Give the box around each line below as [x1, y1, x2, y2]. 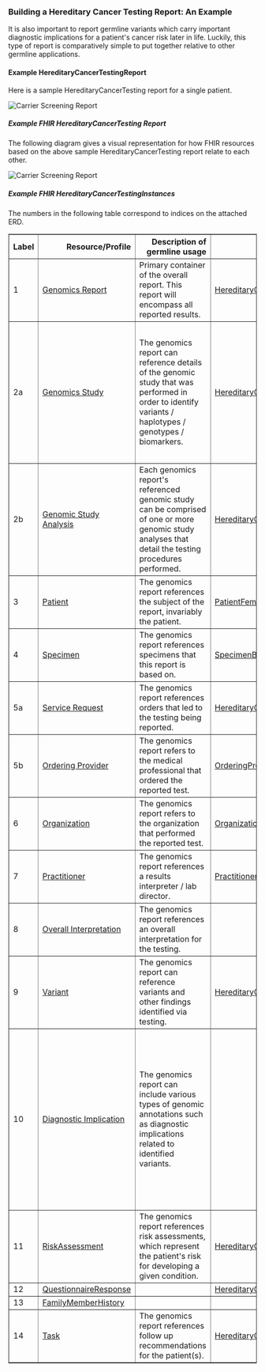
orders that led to [139, 703, 203, 714]
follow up [139, 1330, 174, 1341]
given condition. [139, 1271, 199, 1282]
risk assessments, [139, 1231, 207, 1242]
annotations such [139, 1109, 203, 1120]
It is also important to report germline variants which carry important [8, 25, 231, 34]
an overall [139, 924, 176, 935]
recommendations [139, 1340, 207, 1351]
